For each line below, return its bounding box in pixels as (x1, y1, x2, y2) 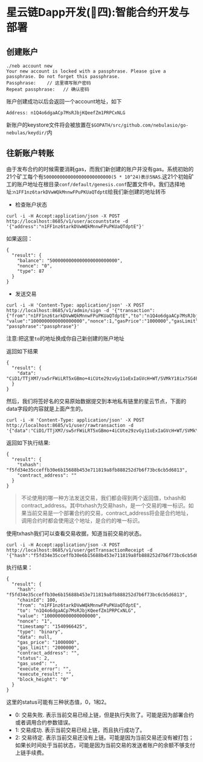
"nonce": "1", (17, 618, 53, 624)
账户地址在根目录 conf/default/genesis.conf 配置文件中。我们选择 (16, 180, 180, 187)
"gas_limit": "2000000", (17, 645, 80, 651)
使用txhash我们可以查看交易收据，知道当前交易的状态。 (6, 530, 145, 537)
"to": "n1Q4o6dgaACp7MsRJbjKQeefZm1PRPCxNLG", (17, 607, 137, 614)
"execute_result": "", (17, 671, 74, 677)
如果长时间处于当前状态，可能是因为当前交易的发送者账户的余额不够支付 (14, 741, 195, 749)
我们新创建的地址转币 (112, 188, 166, 195)
